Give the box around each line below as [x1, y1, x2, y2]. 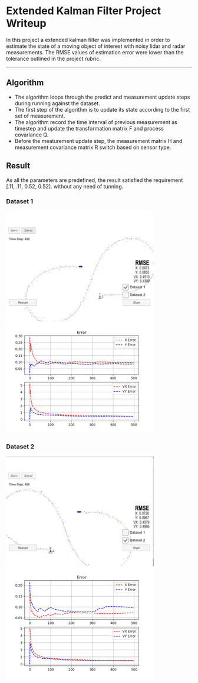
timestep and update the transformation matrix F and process [14, 125, 164, 132]
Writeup [6, 17, 47, 30]
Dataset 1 [6, 197, 34, 206]
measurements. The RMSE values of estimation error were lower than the [6, 48, 184, 56]
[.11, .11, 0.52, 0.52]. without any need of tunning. [6, 183, 124, 190]
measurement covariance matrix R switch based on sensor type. [14, 144, 171, 151]
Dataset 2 [6, 443, 34, 451]
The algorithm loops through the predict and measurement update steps [14, 93, 190, 100]
